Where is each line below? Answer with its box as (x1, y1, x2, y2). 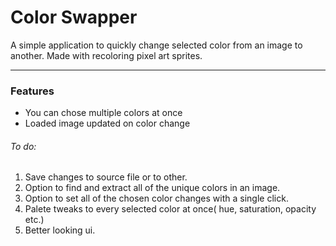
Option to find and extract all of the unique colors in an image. (24, 182, 281, 194)
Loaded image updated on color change (24, 117, 191, 130)
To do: (10, 140, 37, 152)
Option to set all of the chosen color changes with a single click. (24, 192, 289, 205)
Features (10, 84, 55, 98)
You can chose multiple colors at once (24, 107, 183, 119)
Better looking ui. (24, 224, 96, 236)
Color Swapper (10, 6, 138, 29)
